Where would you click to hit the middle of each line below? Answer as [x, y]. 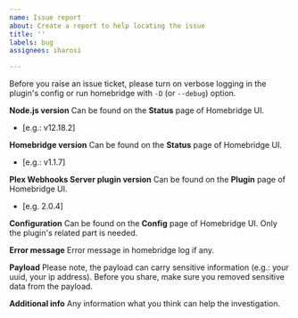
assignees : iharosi [46, 51]
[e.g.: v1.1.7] [44, 162]
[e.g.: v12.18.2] [49, 128]
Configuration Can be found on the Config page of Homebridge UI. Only [144, 224]
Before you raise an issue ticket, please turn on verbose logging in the [138, 84]
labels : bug [31, 42]
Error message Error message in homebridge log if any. [112, 250]
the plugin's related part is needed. [74, 233]
